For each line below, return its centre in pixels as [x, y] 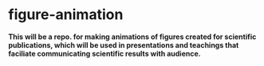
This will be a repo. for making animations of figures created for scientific [132, 37]
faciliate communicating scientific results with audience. [104, 53]
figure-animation [66, 15]
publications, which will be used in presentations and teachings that [124, 45]
